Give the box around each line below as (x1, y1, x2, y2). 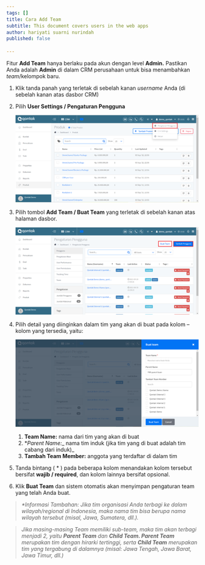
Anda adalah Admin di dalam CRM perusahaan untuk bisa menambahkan (6, 66, 190, 73)
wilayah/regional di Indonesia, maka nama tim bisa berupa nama (21, 508, 186, 515)
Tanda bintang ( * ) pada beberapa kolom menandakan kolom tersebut (15, 464, 192, 472)
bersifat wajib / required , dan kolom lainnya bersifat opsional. (15, 471, 170, 478)
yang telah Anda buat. (15, 489, 71, 497)
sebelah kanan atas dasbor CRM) (15, 91, 99, 98)
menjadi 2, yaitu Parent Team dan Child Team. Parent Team (21, 532, 175, 540)
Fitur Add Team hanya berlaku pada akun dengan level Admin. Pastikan (6, 60, 187, 67)
